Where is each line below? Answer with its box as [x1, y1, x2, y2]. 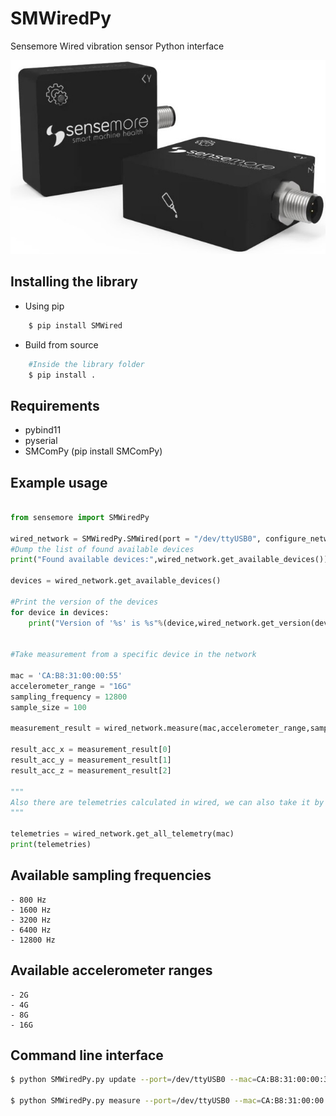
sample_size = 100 [10, 702, 87, 712]
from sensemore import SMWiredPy [10, 512, 150, 522]
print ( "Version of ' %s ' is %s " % [28, 618, 163, 628]
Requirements [10, 397, 100, 414]
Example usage [10, 474, 108, 491]
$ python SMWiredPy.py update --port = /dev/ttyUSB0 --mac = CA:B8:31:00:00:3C [10, 1075, 333, 1085]
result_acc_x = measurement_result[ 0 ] [10, 745, 172, 755]
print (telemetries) [10, 840, 92, 850]
